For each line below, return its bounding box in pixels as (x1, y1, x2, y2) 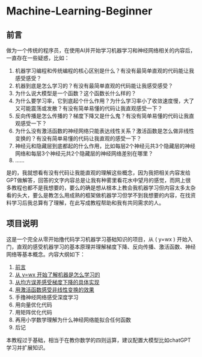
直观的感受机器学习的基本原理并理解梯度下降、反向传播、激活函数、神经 (16, 243, 196, 250)
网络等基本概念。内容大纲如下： (6, 250, 85, 258)
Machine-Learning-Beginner (6, 4, 153, 18)
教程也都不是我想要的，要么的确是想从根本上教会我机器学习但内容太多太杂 (11, 184, 196, 191)
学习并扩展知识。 (6, 344, 49, 351)
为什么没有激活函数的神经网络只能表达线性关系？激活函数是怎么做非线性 (14, 128, 194, 134)
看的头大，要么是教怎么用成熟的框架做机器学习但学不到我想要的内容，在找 (6, 191, 191, 199)
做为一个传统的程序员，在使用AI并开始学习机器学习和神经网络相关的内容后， (6, 47, 196, 54)
